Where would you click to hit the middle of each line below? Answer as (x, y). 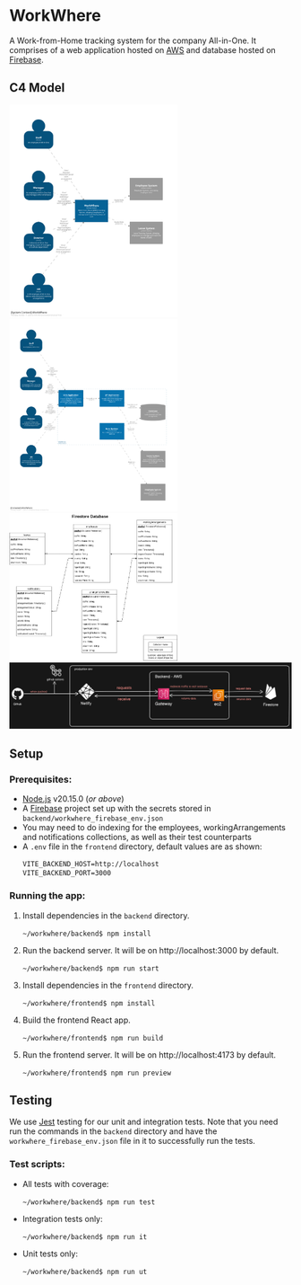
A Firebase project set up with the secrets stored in (116, 809)
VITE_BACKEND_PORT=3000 (67, 873)
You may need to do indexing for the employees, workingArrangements (154, 828)
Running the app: (47, 896)
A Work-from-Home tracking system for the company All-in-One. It (133, 40)
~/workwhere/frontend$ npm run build (93, 1038)
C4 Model (37, 88)
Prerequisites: (41, 780)
